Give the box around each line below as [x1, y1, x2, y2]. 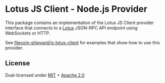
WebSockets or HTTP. [5, 30, 51, 36]
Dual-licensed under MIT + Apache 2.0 [5, 72, 85, 78]
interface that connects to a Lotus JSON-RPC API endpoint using [5, 25, 138, 30]
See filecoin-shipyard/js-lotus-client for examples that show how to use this [5, 39, 160, 45]
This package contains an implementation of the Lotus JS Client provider [5, 20, 154, 26]
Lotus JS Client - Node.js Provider [5, 3, 148, 15]
